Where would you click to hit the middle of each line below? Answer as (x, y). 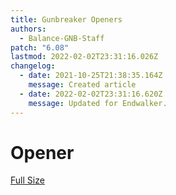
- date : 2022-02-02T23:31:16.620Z (91, 94)
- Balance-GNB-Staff (62, 38)
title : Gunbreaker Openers (66, 19)
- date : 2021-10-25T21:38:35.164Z (91, 76)
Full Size (27, 180)
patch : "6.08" (40, 47)
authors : (28, 29)
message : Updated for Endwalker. (98, 103)
